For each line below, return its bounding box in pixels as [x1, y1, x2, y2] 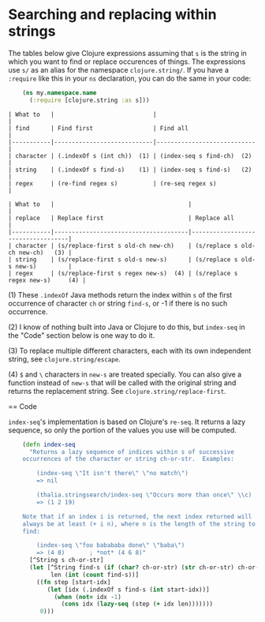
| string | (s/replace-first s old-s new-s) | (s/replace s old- [8, 255, 256, 264]
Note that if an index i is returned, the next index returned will [22, 512, 252, 520]
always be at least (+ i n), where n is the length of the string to [22, 519, 256, 528]
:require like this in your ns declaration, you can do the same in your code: [8, 73, 252, 83]
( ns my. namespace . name [22, 88, 97, 96]
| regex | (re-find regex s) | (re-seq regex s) [8, 179, 217, 187]
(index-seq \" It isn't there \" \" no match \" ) [36, 470, 189, 478]
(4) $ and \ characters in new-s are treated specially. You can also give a [8, 369, 242, 379]
